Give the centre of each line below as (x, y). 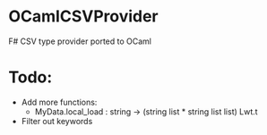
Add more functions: (59, 102)
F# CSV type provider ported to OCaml (80, 41)
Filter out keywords (57, 121)
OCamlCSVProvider (83, 17)
